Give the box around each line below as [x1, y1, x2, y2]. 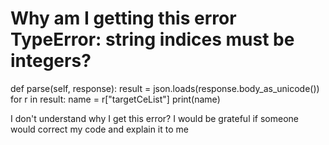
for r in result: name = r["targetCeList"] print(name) [10, 93, 221, 105]
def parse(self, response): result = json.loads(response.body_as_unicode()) [10, 82, 320, 94]
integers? [10, 50, 92, 72]
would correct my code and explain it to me [10, 123, 189, 135]
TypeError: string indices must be [10, 28, 295, 51]
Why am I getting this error [10, 7, 237, 30]
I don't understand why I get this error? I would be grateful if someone [10, 112, 300, 124]
